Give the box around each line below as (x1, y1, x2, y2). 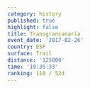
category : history (7, 10, 62, 18)
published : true (7, 17, 55, 24)
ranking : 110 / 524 (7, 70, 65, 77)
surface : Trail (7, 50, 52, 57)
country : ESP (7, 43, 46, 50)
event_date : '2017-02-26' (7, 37, 84, 44)
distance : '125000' (7, 57, 65, 64)
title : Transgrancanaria (7, 30, 81, 38)
